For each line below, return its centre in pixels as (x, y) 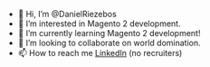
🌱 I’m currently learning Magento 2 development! (109, 33)
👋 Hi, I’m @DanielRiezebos (67, 14)
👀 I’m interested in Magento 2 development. (99, 24)
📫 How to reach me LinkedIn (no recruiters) (100, 53)
